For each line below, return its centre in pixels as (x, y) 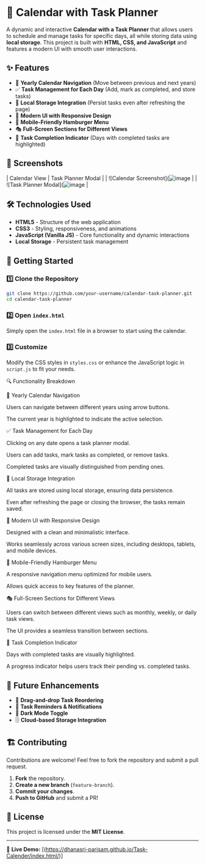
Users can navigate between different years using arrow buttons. (88, 407)
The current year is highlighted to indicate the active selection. (85, 419)
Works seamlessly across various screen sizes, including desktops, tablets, (101, 544)
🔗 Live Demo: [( (26, 849)
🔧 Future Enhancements (53, 685)
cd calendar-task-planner (39, 299)
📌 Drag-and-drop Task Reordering (59, 700)
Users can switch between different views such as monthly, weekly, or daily (102, 612)
